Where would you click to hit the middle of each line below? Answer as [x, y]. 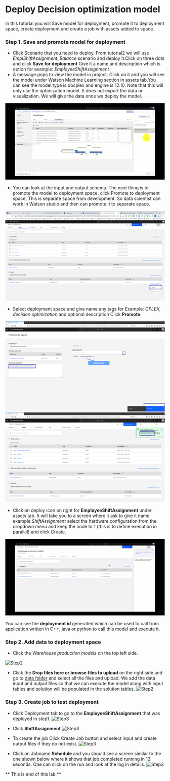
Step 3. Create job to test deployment [52, 702]
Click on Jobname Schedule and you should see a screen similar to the [87, 753]
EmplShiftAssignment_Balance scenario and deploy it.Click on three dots [88, 58]
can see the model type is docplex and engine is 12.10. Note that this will [88, 85]
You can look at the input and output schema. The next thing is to [80, 188]
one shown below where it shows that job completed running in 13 [81, 759]
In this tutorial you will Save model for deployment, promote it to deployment [85, 23]
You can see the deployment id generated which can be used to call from [82, 624]
